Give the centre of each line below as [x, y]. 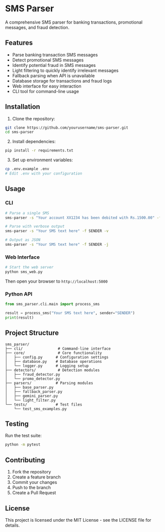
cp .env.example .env [27, 169]
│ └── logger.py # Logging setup [47, 366]
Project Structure [32, 333]
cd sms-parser [20, 132]
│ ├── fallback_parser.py [34, 391]
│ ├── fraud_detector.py [33, 374]
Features [19, 43]
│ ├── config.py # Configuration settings [57, 357]
